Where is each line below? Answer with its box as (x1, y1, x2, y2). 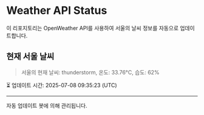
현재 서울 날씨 (6, 51, 55, 62)
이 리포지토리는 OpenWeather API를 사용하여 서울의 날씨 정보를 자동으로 (6, 24, 179, 31)
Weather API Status (6, 4, 107, 18)
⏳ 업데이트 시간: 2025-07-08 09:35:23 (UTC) (6, 81, 117, 88)
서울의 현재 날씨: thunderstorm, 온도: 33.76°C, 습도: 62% (21, 68, 160, 76)
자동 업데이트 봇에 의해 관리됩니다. (6, 102, 87, 109)
